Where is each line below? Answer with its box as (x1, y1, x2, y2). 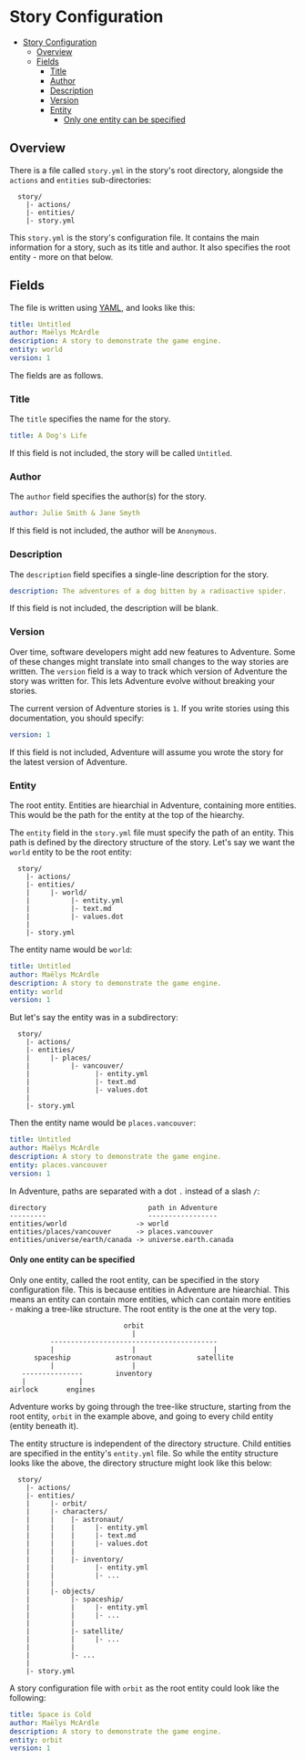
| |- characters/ (25, 1506, 107, 1516)
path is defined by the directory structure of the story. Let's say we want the (9, 836, 296, 847)
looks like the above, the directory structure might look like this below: (9, 1457, 272, 1468)
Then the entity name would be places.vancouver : (9, 1117, 197, 1128)
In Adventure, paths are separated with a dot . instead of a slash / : (9, 1185, 260, 1196)
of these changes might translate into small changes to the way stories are (9, 656, 290, 667)
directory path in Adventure (9, 1203, 219, 1212)
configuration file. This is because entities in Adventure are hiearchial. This (9, 1284, 290, 1295)
